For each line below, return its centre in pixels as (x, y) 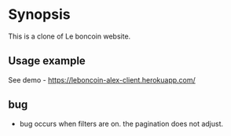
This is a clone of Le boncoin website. (70, 36)
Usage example (47, 61)
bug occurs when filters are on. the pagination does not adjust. (121, 123)
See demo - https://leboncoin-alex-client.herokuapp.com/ (102, 79)
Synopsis (39, 15)
